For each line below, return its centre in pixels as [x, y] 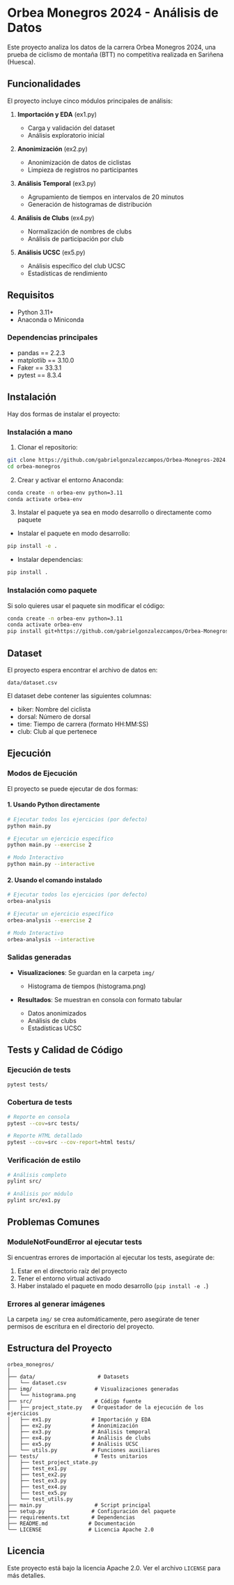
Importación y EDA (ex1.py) [57, 114]
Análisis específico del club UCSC [76, 266]
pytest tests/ [28, 1085]
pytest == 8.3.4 [39, 375]
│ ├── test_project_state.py [53, 1462]
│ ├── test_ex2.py [37, 1475]
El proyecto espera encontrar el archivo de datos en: [83, 670]
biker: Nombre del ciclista [54, 709]
